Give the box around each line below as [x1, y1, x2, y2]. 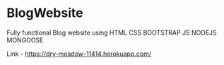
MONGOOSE [6, 35, 44, 44]
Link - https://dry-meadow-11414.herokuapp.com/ [6, 49, 151, 58]
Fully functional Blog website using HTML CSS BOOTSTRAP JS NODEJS [6, 28, 217, 37]
